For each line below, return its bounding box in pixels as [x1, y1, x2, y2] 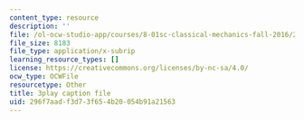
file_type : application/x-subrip [9, 47, 136, 56]
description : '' [9, 22, 71, 31]
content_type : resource [9, 13, 100, 23]
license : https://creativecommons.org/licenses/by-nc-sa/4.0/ [9, 64, 249, 73]
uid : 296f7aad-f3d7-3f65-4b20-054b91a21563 [9, 97, 176, 106]
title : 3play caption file [9, 88, 111, 97]
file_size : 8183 [9, 38, 71, 48]
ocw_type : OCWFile [9, 72, 79, 81]
